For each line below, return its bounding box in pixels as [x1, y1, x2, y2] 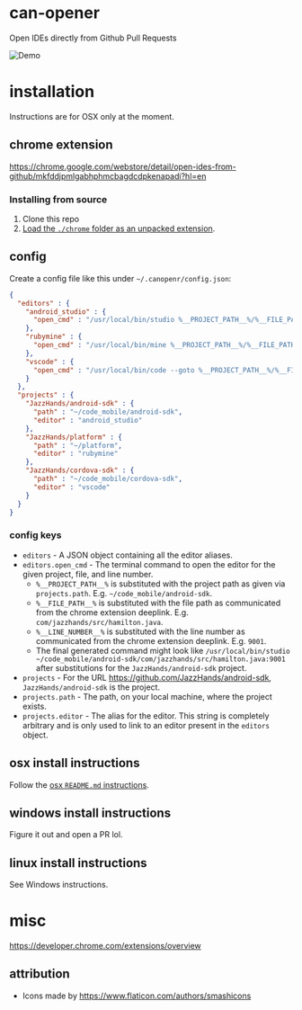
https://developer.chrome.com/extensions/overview [9, 941, 202, 952]
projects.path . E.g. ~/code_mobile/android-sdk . [35, 587, 213, 598]
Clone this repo [22, 213, 79, 224]
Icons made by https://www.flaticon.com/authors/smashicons [22, 990, 252, 1001]
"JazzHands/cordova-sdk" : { [25, 466, 135, 475]
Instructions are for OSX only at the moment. [9, 111, 175, 121]
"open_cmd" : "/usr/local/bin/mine [32, 341, 167, 350]
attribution [9, 966, 70, 982]
